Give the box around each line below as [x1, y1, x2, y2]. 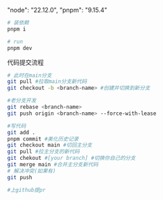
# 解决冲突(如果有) [7, 167, 56, 174]
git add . [7, 129, 36, 136]
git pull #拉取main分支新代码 [7, 78, 87, 85]
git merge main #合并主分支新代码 [7, 161, 98, 168]
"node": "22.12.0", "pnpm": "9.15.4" [7, 6, 108, 14]
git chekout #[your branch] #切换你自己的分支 [7, 155, 136, 162]
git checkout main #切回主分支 [7, 142, 92, 149]
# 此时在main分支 [7, 72, 52, 79]
